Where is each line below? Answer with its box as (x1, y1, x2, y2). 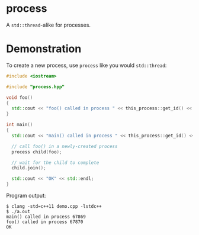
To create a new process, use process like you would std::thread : (6, 62, 167, 69)
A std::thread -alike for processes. (6, 21, 91, 28)
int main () (6, 122, 33, 128)
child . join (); (11, 165, 46, 171)
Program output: (6, 192, 46, 199)
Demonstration (6, 42, 82, 56)
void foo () (6, 94, 33, 101)
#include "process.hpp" (6, 83, 65, 90)
